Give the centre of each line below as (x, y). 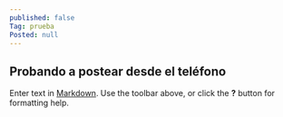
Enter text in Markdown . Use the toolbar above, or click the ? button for (142, 93)
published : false (42, 18)
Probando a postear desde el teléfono (118, 71)
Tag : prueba (32, 26)
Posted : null (34, 34)
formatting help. (39, 103)
